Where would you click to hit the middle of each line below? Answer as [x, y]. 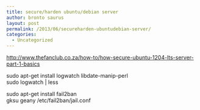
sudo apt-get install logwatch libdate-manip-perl [67, 76]
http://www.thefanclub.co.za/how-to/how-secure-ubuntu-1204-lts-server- [100, 57]
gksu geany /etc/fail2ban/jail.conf [49, 100]
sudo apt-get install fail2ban [42, 94]
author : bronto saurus [35, 18]
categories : [21, 35]
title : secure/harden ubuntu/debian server [62, 12]
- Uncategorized [32, 40]
